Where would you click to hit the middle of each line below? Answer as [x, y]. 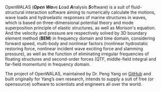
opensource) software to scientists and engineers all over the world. [74, 84]
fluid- [137, 7]
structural [15, 12]
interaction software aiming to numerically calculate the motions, [90, 12]
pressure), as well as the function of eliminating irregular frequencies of [77, 54]
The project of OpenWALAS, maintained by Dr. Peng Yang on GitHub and [78, 74]
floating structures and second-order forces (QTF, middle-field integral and [81, 59]
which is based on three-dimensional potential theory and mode [69, 23]
